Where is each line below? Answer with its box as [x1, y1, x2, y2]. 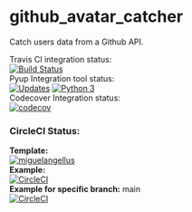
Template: [9, 145, 49, 156]
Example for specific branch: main [9, 184, 141, 195]
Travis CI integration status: [9, 53, 112, 64]
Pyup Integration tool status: [9, 72, 115, 83]
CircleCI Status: [9, 124, 81, 137]
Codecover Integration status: [9, 92, 120, 103]
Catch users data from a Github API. [9, 36, 144, 47]
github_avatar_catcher [9, 6, 184, 27]
